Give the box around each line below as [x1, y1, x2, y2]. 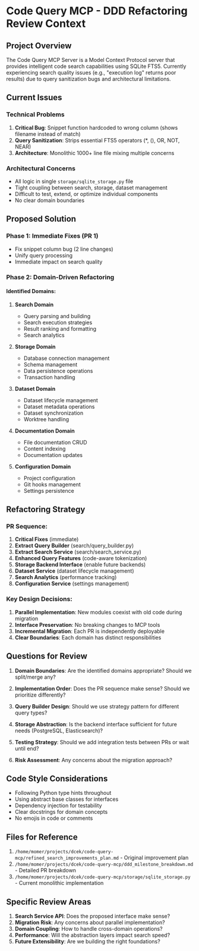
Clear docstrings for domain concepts [14, 809, 108, 816]
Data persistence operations [23, 367, 93, 374]
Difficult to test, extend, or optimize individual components [14, 190, 159, 197]
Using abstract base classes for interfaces [14, 795, 119, 803]
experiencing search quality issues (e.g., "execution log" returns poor [6, 69, 176, 76]
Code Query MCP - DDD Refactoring [6, 4, 188, 18]
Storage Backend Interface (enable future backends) [14, 561, 146, 568]
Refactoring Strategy [6, 505, 86, 515]
